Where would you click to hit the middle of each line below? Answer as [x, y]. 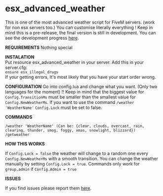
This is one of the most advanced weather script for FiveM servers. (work [80, 22]
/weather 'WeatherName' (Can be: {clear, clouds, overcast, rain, [75, 126]
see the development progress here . [42, 38]
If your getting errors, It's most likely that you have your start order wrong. [81, 77]
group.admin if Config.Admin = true [41, 169]
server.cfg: [16, 67]
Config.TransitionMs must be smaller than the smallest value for [70, 97]
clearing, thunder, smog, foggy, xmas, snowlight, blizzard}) [70, 130]
